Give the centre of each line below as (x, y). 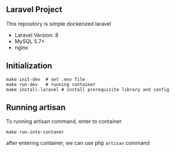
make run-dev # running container (51, 84)
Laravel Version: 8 (36, 35)
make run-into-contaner (35, 132)
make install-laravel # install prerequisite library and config (87, 89)
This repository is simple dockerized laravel (59, 23)
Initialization (29, 66)
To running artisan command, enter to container (64, 122)
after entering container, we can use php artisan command (78, 143)
